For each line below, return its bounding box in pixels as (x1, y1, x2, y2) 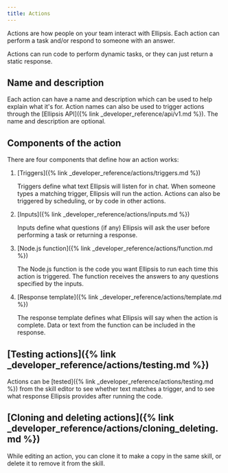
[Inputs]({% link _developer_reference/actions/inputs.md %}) (16, 210, 190, 219)
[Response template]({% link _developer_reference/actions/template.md (16, 293, 222, 301)
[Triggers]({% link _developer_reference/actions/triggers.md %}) (16, 169, 201, 177)
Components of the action (7, 137, 122, 149)
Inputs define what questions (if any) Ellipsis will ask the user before (16, 223, 210, 232)
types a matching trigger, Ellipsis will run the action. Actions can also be (16, 190, 221, 198)
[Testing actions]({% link (7, 348, 117, 360)
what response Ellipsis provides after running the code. (7, 392, 163, 401)
